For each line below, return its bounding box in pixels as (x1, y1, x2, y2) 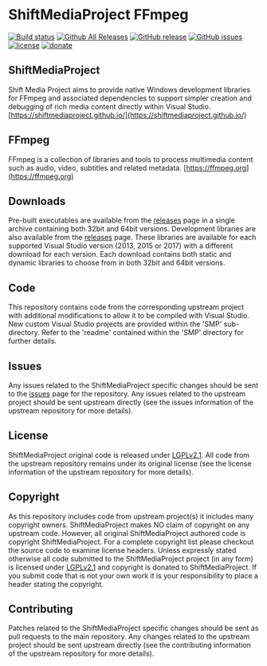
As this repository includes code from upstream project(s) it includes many (8, 511, 254, 521)
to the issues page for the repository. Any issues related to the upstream (8, 389, 245, 398)
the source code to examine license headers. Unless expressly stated (8, 545, 237, 555)
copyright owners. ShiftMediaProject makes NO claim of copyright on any (8, 520, 250, 530)
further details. (8, 337, 57, 346)
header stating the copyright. (8, 579, 104, 589)
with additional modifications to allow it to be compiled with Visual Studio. (8, 311, 249, 321)
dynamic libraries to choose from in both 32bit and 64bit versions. (8, 258, 226, 268)
